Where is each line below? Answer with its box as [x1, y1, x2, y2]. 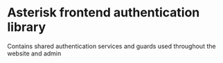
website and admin [7, 49, 62, 58]
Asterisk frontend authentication [7, 5, 200, 21]
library [7, 19, 46, 35]
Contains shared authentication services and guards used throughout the [7, 42, 216, 50]
